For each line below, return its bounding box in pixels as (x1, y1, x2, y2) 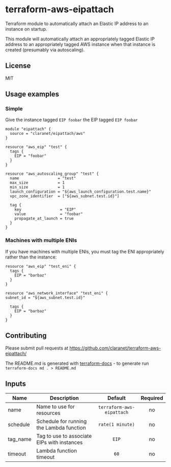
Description (50, 394, 79, 402)
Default (107, 394, 126, 402)
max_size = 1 (10, 180, 65, 185)
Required (140, 394, 163, 402)
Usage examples (5, 90, 60, 99)
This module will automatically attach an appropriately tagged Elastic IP (5, 36, 155, 42)
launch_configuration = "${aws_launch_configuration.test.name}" (10, 189, 152, 195)
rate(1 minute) (98, 422, 135, 428)
